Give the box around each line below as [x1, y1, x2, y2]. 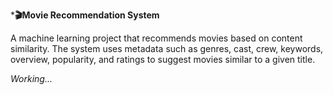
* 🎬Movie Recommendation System [10, 9, 160, 21]
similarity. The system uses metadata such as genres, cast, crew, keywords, [10, 43, 324, 54]
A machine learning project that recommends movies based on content [10, 32, 303, 44]
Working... [10, 73, 53, 84]
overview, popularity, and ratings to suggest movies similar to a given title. [10, 54, 316, 65]
